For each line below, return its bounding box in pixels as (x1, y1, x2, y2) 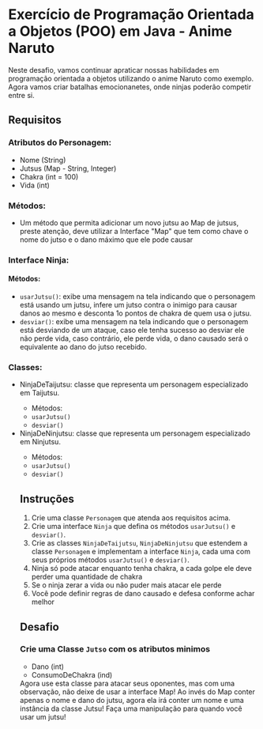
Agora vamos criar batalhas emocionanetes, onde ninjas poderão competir (8, 81, 251, 92)
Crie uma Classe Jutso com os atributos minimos (19, 644, 211, 655)
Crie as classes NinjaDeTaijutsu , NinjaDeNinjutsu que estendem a (31, 538, 248, 548)
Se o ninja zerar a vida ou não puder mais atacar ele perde (31, 580, 223, 590)
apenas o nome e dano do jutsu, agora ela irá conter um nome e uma (19, 695, 245, 704)
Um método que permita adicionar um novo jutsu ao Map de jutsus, (19, 217, 239, 227)
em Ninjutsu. (19, 437, 62, 447)
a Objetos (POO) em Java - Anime (8, 22, 233, 40)
